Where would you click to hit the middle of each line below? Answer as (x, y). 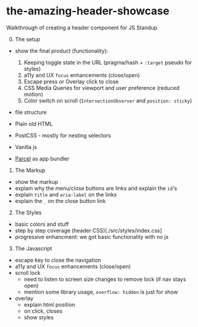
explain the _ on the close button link (60, 201)
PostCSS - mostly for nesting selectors (63, 135)
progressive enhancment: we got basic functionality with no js (92, 237)
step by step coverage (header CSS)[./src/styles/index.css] (88, 230)
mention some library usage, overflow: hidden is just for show (101, 292)
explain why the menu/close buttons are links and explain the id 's (96, 188)
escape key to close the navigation (58, 260)
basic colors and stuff (42, 224)
